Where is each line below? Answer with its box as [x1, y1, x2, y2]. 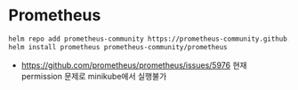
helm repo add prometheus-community [8, 34, 144, 43]
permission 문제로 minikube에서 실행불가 [20, 71, 167, 81]
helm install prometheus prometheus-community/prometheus [8, 42, 228, 51]
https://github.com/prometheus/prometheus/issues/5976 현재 [20, 59, 247, 71]
